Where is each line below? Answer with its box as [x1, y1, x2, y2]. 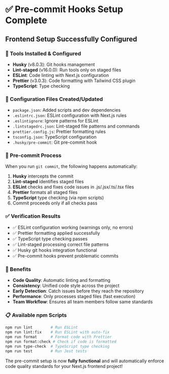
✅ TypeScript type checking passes [12, 235, 88, 241]
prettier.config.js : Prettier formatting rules [12, 129, 106, 135]
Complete [5, 15, 48, 26]
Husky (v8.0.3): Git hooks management [12, 61, 95, 67]
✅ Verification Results [5, 213, 61, 220]
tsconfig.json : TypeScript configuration [12, 134, 97, 140]
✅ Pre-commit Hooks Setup [5, 4, 123, 15]
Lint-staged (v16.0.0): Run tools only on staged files [12, 67, 121, 73]
